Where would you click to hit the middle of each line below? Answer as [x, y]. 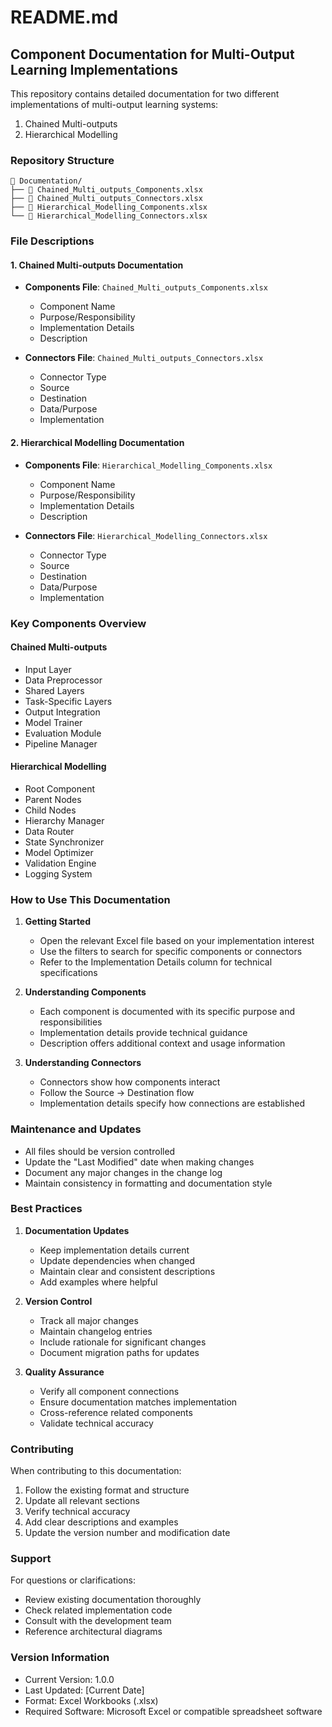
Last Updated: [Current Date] [84, 1690]
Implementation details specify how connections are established [172, 1103]
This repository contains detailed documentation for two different [145, 94]
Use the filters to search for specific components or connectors [171, 952]
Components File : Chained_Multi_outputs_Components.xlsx [146, 287]
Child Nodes [50, 810]
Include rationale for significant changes [123, 1342]
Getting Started [58, 922]
